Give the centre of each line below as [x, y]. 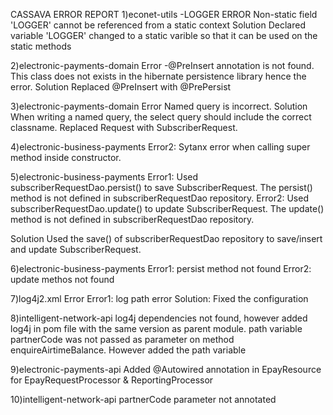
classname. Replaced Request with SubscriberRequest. [124, 127]
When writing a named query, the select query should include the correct [161, 117]
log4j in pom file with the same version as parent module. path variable [156, 328]
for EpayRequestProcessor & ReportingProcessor [112, 380]
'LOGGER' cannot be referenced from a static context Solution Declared [158, 25]
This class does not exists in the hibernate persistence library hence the [158, 76]
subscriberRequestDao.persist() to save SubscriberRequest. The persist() [161, 187]
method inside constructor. [66, 157]
